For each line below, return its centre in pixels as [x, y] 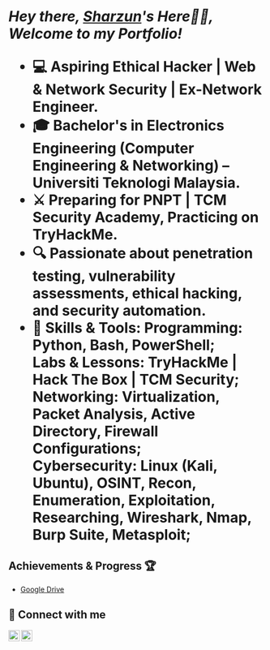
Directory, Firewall [95, 431]
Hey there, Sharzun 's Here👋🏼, [111, 17]
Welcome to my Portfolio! [95, 34]
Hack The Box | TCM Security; [136, 380]
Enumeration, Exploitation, [124, 500]
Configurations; [87, 449]
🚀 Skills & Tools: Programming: [137, 328]
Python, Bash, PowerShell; [123, 345]
